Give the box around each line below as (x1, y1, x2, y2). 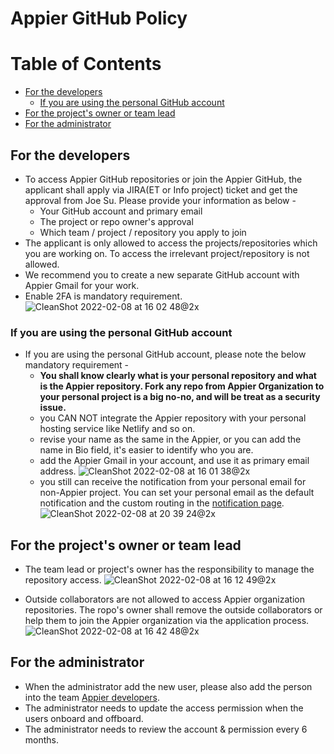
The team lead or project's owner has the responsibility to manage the (24, 563, 315, 576)
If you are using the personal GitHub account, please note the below (24, 348, 307, 361)
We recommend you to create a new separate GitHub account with (24, 268, 300, 281)
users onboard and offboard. (24, 712, 144, 724)
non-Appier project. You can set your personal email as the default (39, 487, 315, 499)
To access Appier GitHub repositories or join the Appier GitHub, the (24, 173, 303, 185)
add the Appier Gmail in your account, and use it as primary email (39, 455, 310, 467)
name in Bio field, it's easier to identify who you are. (39, 444, 254, 456)
